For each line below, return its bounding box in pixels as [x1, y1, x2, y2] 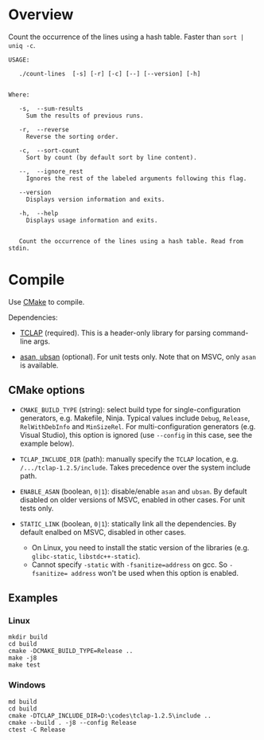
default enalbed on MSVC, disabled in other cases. [19, 527, 187, 537]
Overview [8, 6, 74, 24]
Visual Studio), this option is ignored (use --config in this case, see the [19, 430, 253, 439]
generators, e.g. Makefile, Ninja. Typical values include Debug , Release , [19, 413, 250, 423]
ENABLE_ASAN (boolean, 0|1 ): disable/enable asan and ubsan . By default [19, 486, 248, 496]
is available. [19, 360, 59, 370]
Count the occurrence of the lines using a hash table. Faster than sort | [8, 32, 245, 41]
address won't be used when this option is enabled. [71, 568, 239, 577]
